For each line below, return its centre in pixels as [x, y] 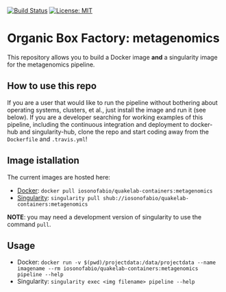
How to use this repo [52, 86]
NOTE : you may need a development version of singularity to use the [104, 217]
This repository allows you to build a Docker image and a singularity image [112, 57]
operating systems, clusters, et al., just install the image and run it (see [107, 110]
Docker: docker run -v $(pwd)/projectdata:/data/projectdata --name [116, 262]
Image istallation [43, 161]
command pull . [29, 224]
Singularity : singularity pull [59, 197]
